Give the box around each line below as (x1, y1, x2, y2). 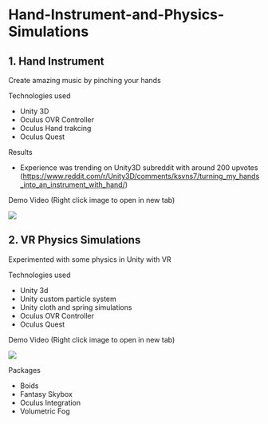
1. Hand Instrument (8, 54, 105, 68)
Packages (8, 365, 41, 374)
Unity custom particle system (19, 294, 117, 303)
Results (8, 148, 33, 157)
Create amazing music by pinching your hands (8, 76, 161, 85)
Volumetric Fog (19, 406, 70, 416)
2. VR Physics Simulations (8, 233, 141, 247)
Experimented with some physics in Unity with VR (8, 254, 171, 264)
